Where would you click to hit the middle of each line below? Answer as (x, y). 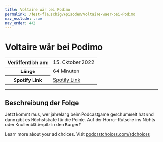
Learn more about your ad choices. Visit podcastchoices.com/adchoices (78, 134)
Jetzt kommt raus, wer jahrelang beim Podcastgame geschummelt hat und (79, 114)
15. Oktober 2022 (74, 62)
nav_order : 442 (20, 23)
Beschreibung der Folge (42, 103)
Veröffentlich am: (28, 63)
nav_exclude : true (24, 18)
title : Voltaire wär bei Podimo (38, 9)
